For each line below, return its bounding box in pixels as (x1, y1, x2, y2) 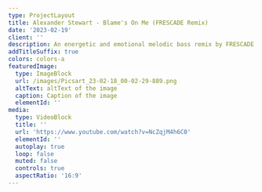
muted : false (15, 158, 58, 165)
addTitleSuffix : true (8, 48, 79, 56)
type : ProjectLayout (8, 11, 76, 20)
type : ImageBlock (15, 70, 72, 78)
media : (8, 107, 30, 114)
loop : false (15, 150, 55, 158)
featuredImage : (8, 63, 58, 71)
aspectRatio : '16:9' (15, 172, 82, 180)
